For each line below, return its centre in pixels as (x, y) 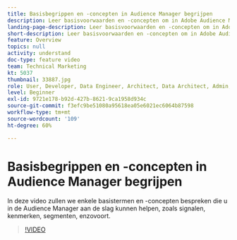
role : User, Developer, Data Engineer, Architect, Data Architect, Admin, (120, 86)
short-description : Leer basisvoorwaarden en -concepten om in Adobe (112, 34)
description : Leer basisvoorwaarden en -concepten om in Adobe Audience (116, 20)
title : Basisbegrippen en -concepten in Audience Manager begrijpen (110, 14)
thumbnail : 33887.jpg (39, 79)
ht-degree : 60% (30, 125)
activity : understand (39, 54)
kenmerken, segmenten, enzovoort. (59, 216)
